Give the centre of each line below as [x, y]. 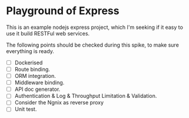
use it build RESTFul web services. [48, 33]
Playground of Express [63, 11]
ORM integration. [35, 76]
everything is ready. [30, 51]
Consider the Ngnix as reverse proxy [59, 103]
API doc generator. [37, 89]
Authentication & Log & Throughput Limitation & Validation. [86, 96]
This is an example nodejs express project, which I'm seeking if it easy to [95, 27]
